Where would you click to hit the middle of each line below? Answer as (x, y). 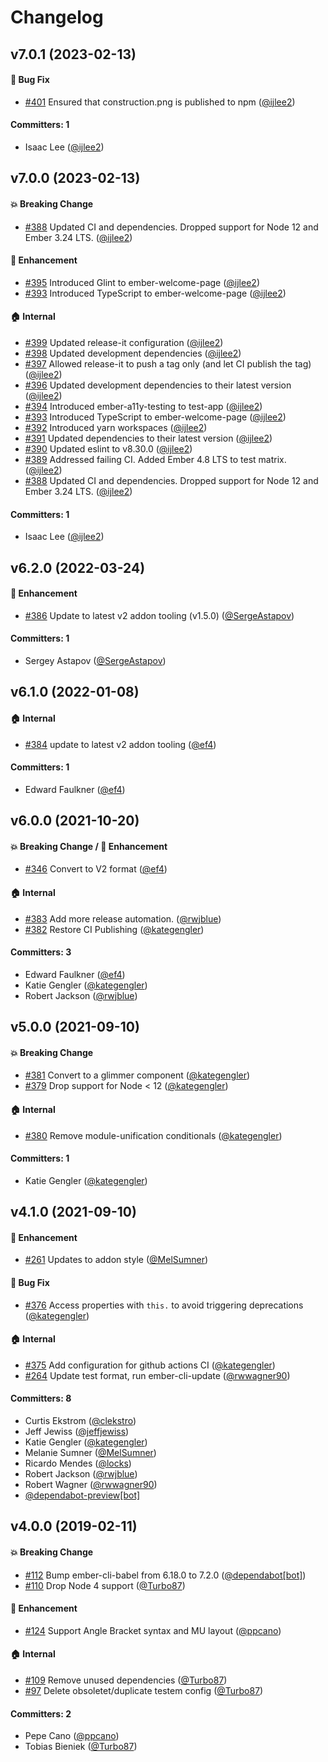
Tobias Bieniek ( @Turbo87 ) (81, 1747)
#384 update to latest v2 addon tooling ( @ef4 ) (120, 744)
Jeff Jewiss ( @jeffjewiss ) (77, 1431)
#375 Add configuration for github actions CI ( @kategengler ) (150, 1365)
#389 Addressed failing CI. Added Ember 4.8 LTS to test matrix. (155, 459)
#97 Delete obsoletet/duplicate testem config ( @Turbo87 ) (144, 1690)
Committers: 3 (41, 952)
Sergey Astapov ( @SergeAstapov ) (95, 660)
